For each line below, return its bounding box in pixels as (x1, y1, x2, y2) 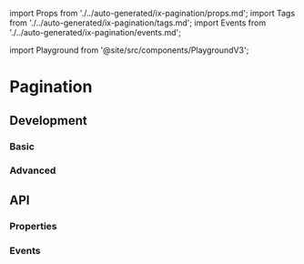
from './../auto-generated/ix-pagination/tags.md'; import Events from (9, 17, 267, 28)
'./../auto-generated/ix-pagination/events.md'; (9, 27, 182, 37)
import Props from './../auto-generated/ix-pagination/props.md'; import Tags (9, 8, 296, 18)
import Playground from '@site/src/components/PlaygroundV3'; (9, 45, 249, 56)
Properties (9, 219, 57, 232)
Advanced (9, 164, 56, 177)
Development (9, 113, 88, 128)
